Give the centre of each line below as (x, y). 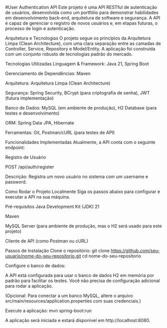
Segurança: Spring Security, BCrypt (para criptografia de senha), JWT (77, 93)
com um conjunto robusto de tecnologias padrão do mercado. (69, 54)
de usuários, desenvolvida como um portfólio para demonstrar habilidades (82, 12)
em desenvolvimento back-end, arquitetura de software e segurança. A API (83, 18)
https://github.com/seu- (135, 250)
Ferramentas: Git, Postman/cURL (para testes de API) (60, 132)
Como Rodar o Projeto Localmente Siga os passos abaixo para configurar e (83, 191)
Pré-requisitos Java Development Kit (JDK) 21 (52, 206)
